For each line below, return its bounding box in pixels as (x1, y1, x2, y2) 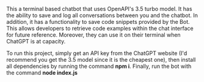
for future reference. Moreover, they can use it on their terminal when (6, 31, 181, 39)
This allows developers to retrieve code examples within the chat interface (6, 24, 194, 32)
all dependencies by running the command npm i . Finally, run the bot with (6, 62, 192, 70)
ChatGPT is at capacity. (6, 38, 66, 45)
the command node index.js (6, 69, 78, 76)
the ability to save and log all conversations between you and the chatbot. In (6, 12, 199, 19)
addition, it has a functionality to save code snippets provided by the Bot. (6, 18, 191, 25)
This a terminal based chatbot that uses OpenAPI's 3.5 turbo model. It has (6, 6, 192, 12)
